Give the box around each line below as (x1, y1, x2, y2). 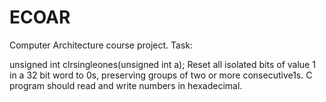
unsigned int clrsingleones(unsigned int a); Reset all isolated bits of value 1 (9, 58, 316, 70)
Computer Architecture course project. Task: (9, 39, 194, 51)
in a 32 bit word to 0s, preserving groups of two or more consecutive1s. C (9, 69, 313, 81)
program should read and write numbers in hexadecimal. (9, 79, 243, 91)
